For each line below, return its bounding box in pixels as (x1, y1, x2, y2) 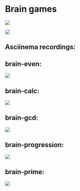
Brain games (5, 3, 57, 15)
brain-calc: (5, 87, 40, 95)
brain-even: (5, 60, 42, 68)
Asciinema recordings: (5, 43, 76, 51)
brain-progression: (5, 141, 64, 149)
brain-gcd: (5, 114, 39, 122)
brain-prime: (5, 167, 45, 176)
